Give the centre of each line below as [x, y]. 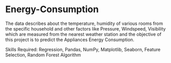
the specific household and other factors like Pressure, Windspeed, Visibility [86, 28]
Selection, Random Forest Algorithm [43, 55]
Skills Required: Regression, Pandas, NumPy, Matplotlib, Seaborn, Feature [83, 49]
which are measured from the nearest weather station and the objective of [83, 34]
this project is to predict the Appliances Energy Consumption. [70, 40]
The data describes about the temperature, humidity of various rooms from [84, 23]
